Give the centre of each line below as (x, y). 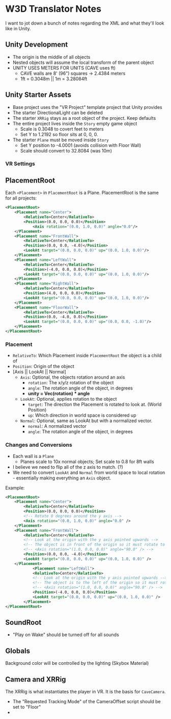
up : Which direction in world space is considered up (82, 416)
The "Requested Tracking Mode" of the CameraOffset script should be (87, 701)
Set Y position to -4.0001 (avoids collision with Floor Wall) (81, 145)
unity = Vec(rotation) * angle (59, 394)
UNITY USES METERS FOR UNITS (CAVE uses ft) (64, 68)
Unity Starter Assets (38, 95)
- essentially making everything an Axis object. (62, 478)
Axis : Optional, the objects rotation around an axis (73, 377)
